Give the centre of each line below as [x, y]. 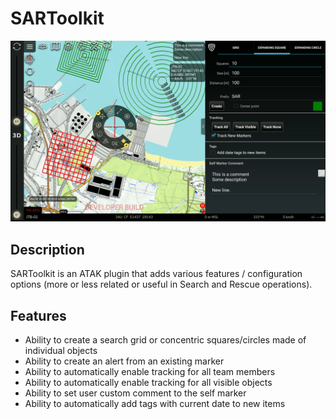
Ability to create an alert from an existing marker [124, 361]
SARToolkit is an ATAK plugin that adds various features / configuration [156, 274]
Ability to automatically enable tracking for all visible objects [148, 382]
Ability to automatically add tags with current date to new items [155, 403]
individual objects [61, 350]
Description [47, 249]
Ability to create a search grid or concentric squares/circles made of [165, 339]
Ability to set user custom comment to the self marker [135, 393]
